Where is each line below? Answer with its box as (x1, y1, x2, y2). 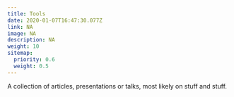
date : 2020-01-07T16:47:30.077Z (7, 17, 103, 24)
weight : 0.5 (13, 63, 49, 70)
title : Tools (7, 10, 46, 18)
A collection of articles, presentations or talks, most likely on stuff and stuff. (7, 82, 228, 90)
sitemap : (7, 50, 33, 57)
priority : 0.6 (13, 56, 55, 63)
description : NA (7, 37, 55, 44)
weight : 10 (7, 43, 40, 50)
